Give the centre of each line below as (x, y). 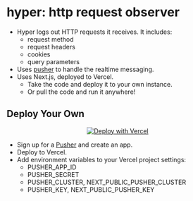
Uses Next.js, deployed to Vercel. (65, 77)
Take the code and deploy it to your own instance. (100, 84)
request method (50, 39)
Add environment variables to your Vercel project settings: (101, 159)
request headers (51, 47)
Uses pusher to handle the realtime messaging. (85, 69)
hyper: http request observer (93, 12)
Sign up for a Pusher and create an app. (75, 145)
